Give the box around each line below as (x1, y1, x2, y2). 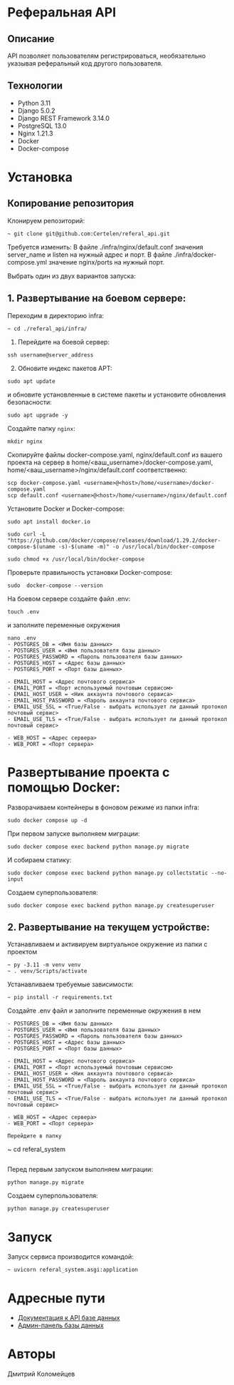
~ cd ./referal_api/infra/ (7, 325, 87, 332)
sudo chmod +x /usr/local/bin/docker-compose (7, 556, 144, 563)
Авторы (7, 1346, 56, 1362)
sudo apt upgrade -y (7, 412, 69, 419)
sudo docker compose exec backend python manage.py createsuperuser (7, 901, 215, 909)
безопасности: (7, 397, 52, 407)
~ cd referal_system (7, 1145, 66, 1154)
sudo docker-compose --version (7, 582, 103, 589)
